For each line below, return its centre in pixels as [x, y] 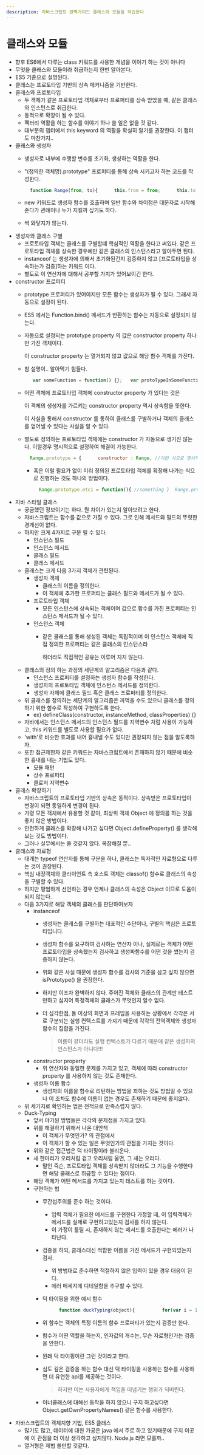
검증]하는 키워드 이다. [70, 266]
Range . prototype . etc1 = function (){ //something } [104, 490]
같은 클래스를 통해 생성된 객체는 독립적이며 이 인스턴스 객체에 [114, 637]
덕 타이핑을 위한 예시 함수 [72, 1299]
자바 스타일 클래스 [36, 502]
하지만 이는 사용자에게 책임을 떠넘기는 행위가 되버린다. [121, 1389]
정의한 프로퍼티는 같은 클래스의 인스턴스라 [98, 644]
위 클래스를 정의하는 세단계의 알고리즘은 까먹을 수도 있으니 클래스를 [104, 700]
